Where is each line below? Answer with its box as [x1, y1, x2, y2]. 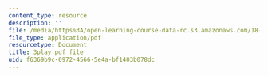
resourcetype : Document [8, 41, 88, 49]
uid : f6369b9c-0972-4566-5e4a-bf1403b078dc [8, 56, 156, 64]
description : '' [8, 19, 62, 27]
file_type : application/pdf [8, 33, 102, 42]
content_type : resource [8, 11, 88, 20]
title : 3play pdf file [8, 48, 84, 56]
